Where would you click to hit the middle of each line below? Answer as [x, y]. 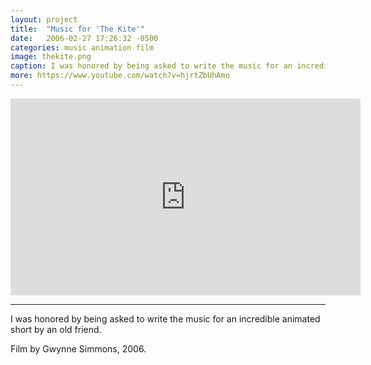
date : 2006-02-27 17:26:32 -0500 [84, 38]
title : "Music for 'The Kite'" [77, 29]
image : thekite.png [51, 57]
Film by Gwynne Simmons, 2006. [78, 348]
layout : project [44, 19]
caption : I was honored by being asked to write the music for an [151, 66]
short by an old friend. [56, 329]
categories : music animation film [82, 47]
